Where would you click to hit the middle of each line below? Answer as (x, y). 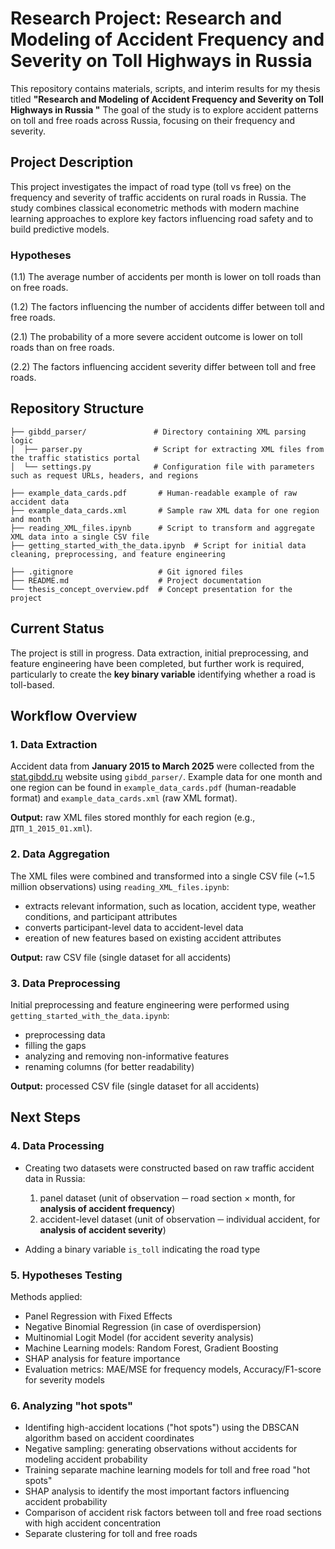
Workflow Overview (74, 716)
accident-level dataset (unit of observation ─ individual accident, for (180, 1219)
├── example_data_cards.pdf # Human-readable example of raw (154, 493)
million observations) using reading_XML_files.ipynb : (120, 886)
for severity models (64, 1379)
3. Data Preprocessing (65, 983)
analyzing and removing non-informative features (127, 1056)
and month (31, 519)
